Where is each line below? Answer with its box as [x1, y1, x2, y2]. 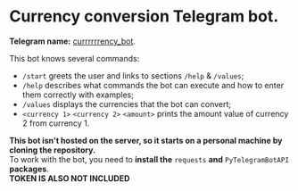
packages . [9, 163, 49, 174]
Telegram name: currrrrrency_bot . [9, 36, 137, 46]
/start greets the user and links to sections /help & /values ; [21, 70, 244, 81]
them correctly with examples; [21, 89, 134, 100]
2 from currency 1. [21, 118, 90, 129]
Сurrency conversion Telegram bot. [9, 6, 279, 27]
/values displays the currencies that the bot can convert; [21, 98, 232, 109]
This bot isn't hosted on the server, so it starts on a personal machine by [9, 135, 283, 145]
